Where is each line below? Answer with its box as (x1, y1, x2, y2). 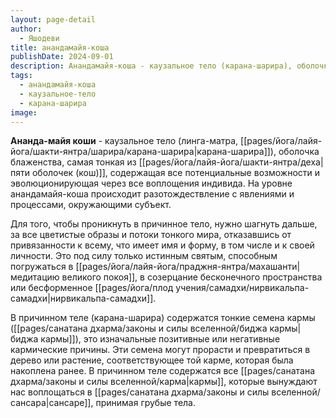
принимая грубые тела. (95, 397, 196, 409)
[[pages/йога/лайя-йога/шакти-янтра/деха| (138, 156, 324, 168)
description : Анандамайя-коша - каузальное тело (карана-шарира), (10, 61, 293, 71)
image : (10, 107, 38, 118)
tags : (10, 71, 33, 81)
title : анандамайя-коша (10, 42, 110, 53)
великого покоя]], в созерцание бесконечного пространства (61, 271, 323, 283)
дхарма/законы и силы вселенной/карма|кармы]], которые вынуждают (10, 376, 318, 388)
